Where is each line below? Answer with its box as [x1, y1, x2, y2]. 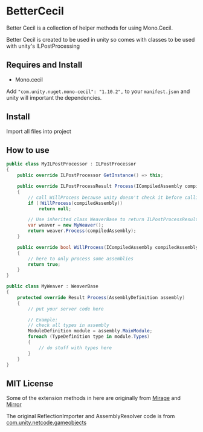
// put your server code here [28, 306, 104, 312]
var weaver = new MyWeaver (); [28, 222, 104, 228]
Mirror [6, 401, 22, 408]
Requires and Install [6, 60, 83, 70]
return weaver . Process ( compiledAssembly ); [28, 228, 137, 234]
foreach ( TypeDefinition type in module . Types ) [28, 334, 150, 340]
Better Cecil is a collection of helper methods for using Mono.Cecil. [6, 24, 173, 31]
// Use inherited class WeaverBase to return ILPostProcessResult [28, 216, 199, 223]
